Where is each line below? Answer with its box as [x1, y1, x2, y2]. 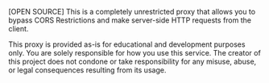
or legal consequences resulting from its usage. [8, 65, 167, 75]
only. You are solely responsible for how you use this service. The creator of [8, 48, 262, 57]
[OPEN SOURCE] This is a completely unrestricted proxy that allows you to [8, 7, 256, 16]
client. [8, 24, 29, 33]
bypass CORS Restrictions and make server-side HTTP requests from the [8, 15, 252, 25]
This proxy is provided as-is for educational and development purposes [8, 39, 246, 49]
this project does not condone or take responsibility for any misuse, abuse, [8, 56, 257, 66]
